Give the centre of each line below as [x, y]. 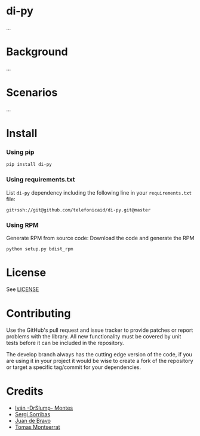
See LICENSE [23, 289]
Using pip [20, 152]
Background [37, 52]
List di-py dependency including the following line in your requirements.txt [99, 192]
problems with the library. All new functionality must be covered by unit [94, 336]
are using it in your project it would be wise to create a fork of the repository [100, 361]
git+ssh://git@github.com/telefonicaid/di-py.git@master [79, 210]
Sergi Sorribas [33, 414]
